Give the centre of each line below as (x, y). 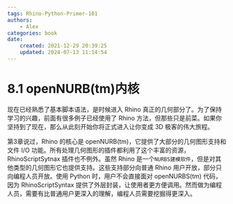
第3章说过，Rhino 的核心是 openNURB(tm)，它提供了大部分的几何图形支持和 (117, 141)
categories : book (32, 33)
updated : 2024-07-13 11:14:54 (64, 53)
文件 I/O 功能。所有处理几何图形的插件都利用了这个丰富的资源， (98, 150)
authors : (20, 20)
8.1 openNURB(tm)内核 (73, 89)
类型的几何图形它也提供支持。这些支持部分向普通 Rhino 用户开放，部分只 (118, 167)
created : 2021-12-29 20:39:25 (64, 46)
